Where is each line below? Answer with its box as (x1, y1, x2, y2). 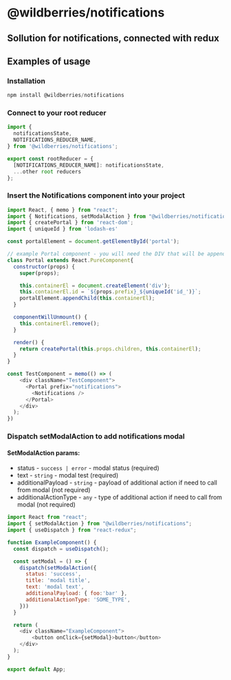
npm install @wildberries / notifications (7, 92, 125, 99)
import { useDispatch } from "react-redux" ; (7, 527, 137, 534)
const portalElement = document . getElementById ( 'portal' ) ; (7, 238, 180, 245)
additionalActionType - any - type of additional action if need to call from (16, 493, 222, 502)
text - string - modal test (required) (16, 471, 119, 480)
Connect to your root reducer (7, 108, 107, 118)
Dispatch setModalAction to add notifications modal (7, 432, 185, 441)
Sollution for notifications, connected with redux (7, 32, 220, 44)
